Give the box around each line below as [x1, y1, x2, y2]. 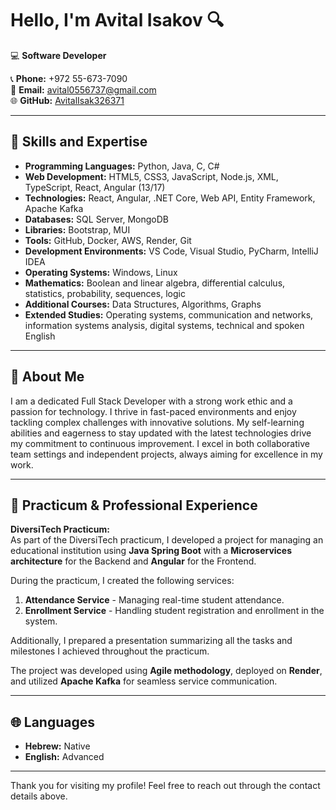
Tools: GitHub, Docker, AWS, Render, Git [24, 234, 192, 246]
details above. [10, 790, 68, 802]
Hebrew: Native [24, 740, 91, 752]
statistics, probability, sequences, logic [24, 287, 186, 299]
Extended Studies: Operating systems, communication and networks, [24, 308, 314, 321]
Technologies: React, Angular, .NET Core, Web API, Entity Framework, [24, 192, 316, 204]
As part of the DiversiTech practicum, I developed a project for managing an [10, 534, 324, 546]
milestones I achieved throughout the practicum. [10, 645, 210, 657]
